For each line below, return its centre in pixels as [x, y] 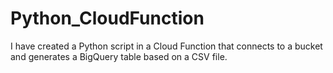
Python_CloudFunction [107, 18]
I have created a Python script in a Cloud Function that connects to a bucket [166, 46]
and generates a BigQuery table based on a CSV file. [119, 56]
